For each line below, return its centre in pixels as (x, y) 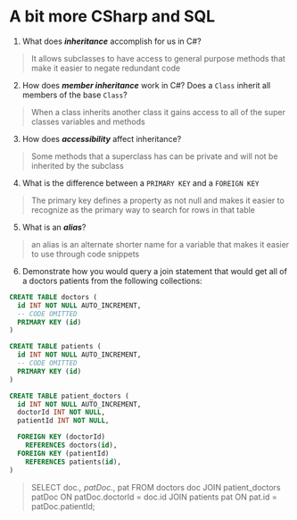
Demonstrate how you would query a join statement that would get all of (155, 271)
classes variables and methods (88, 122)
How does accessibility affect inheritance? (102, 138)
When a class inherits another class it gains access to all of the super (158, 112)
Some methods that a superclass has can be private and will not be (154, 156)
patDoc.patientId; (63, 506)
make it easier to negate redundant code (106, 68)
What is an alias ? (54, 227)
